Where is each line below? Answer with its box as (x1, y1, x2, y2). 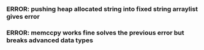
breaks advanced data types (6, 36, 94, 44)
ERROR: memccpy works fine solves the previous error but (6, 28, 185, 37)
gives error (6, 12, 40, 20)
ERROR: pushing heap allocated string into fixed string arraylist (6, 5, 198, 13)
